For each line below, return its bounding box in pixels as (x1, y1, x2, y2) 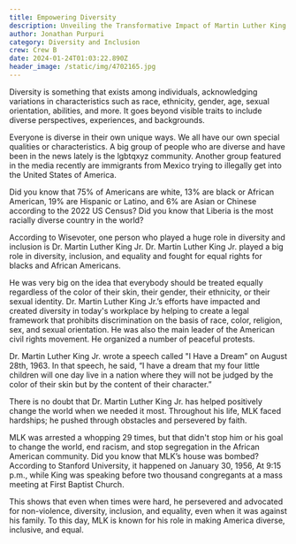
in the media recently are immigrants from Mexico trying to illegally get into (9, 160, 283, 171)
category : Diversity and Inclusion (9, 37, 140, 47)
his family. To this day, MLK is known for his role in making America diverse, (9, 515, 285, 525)
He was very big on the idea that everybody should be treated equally (9, 277, 263, 287)
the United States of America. (9, 169, 118, 180)
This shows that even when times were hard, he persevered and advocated (9, 496, 284, 507)
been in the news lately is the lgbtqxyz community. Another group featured (9, 150, 282, 161)
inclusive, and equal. (9, 524, 84, 535)
